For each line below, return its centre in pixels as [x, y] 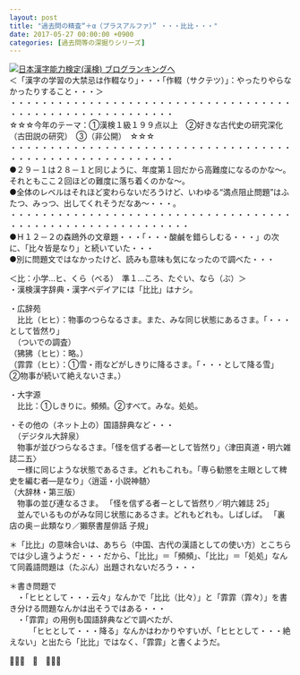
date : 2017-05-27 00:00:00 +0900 [72, 34]
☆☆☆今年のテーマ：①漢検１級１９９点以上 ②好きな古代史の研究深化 [146, 125]
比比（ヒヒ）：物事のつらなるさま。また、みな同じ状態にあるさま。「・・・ [154, 320]
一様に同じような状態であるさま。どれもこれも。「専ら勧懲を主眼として [148, 470]
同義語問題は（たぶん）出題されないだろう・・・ [107, 567]
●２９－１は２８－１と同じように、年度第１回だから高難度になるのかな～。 [150, 170]
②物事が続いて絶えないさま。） [68, 376]
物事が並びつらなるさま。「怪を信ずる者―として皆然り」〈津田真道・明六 [150, 448]
